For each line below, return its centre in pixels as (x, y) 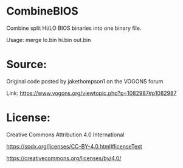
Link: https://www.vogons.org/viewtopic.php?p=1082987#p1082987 (91, 93)
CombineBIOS (43, 11)
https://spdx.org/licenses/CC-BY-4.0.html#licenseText (74, 146)
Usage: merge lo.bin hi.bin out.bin (49, 40)
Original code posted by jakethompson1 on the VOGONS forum (85, 81)
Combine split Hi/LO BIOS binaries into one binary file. (74, 28)
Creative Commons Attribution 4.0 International (65, 135)
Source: (27, 65)
